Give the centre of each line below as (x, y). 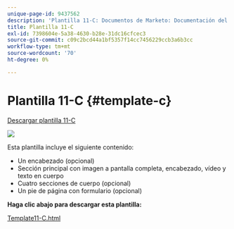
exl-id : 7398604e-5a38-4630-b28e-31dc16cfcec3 (77, 33)
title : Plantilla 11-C (40, 27)
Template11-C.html (34, 218)
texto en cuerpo (41, 175)
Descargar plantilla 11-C (41, 120)
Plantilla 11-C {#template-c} (90, 100)
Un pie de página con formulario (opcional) (80, 190)
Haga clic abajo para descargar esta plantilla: (74, 204)
